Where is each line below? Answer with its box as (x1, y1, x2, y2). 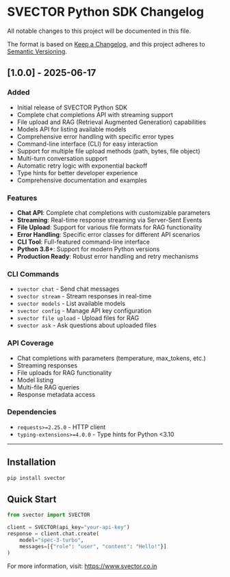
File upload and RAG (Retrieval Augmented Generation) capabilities (16, 118, 207, 126)
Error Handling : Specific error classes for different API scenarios (16, 230, 201, 238)
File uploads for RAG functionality (16, 368, 112, 376)
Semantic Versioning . (7, 47, 67, 55)
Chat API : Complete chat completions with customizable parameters (16, 208, 211, 216)
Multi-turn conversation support (16, 154, 107, 162)
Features (7, 193, 38, 203)
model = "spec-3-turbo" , (19, 537, 84, 543)
